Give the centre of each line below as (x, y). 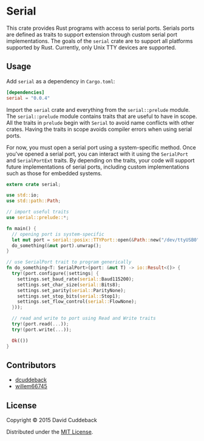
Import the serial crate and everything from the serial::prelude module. (98, 109)
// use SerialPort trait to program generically (69, 262)
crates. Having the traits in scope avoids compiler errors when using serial (99, 129)
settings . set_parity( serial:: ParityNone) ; (72, 290)
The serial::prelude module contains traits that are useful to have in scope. (102, 116)
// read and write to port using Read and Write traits (84, 318)
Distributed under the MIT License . (50, 432)
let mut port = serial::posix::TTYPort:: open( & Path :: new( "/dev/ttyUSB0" (106, 240)
